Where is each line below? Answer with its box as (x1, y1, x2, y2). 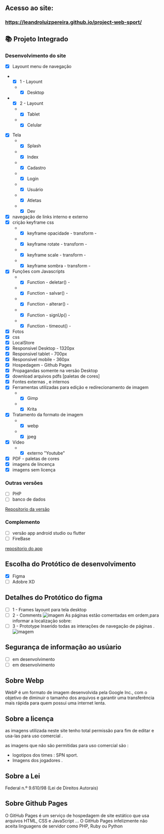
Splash (27, 143, 41, 149)
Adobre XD (12, 578, 35, 584)
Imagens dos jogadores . (12, 758, 63, 764)
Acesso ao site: (5, 4, 53, 12)
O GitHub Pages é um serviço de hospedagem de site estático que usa (5, 812, 150, 818)
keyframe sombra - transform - (27, 263, 91, 269)
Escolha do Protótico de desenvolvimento (5, 560, 136, 569)
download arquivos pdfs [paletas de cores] (12, 373, 100, 379)
